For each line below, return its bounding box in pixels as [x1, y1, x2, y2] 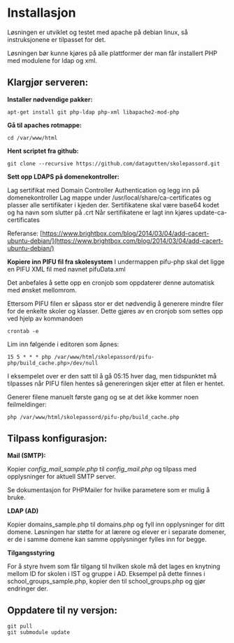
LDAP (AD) [7, 506, 39, 515]
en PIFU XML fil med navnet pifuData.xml [7, 265, 126, 273]
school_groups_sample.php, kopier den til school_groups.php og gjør [7, 577, 206, 585]
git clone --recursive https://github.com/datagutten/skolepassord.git [7, 160, 220, 167]
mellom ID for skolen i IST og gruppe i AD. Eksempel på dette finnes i [7, 569, 205, 577]
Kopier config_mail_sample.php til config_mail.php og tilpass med [7, 464, 197, 473]
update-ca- [194, 208, 228, 216]
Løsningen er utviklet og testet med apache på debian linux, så [7, 28, 189, 36]
